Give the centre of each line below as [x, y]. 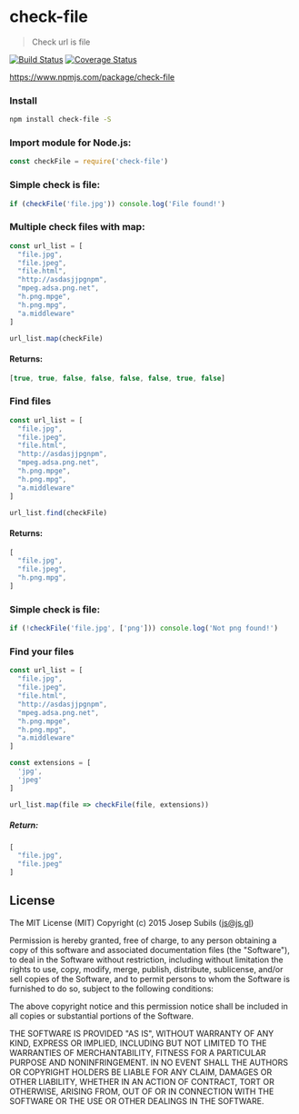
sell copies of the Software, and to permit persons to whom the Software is [150, 979]
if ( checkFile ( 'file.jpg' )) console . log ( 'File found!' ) [117, 204]
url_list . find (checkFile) [58, 512]
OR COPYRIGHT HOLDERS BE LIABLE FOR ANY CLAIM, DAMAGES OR [141, 1072]
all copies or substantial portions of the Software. [101, 1016]
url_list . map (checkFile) [56, 338]
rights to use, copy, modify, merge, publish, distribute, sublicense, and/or [146, 969]
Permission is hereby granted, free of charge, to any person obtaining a [143, 940]
